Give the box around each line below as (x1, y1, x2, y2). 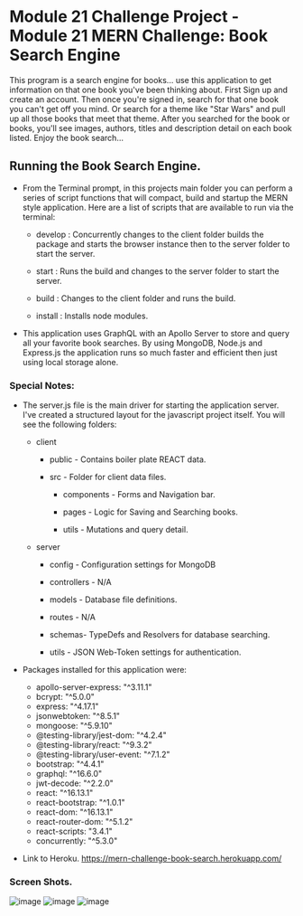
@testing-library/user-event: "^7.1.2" (35, 749, 170, 760)
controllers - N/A (49, 577, 112, 588)
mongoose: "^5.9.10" (35, 721, 113, 732)
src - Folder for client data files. (49, 472, 167, 483)
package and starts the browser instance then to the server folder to (35, 238, 290, 250)
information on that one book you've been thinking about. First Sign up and (9, 84, 289, 95)
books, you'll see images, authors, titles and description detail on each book (9, 122, 293, 133)
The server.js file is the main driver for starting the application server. (22, 400, 280, 411)
